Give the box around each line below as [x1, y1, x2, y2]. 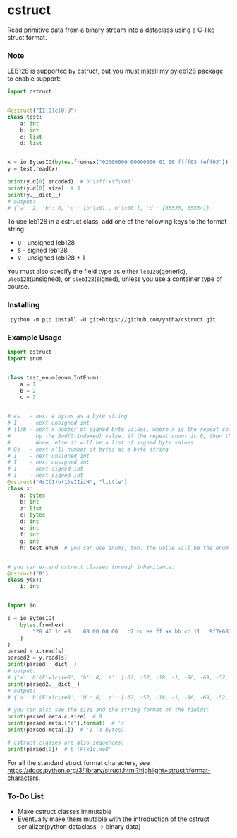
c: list [20, 133, 42, 140]
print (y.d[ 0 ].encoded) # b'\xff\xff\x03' [7, 178, 134, 185]
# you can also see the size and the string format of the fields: [7, 706, 210, 713]
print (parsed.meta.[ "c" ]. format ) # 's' [7, 720, 128, 727]
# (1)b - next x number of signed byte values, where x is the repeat [7, 426, 219, 433]
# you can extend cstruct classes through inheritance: [7, 563, 175, 570]
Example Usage [7, 332, 62, 342]
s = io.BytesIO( [7, 615, 55, 622]
